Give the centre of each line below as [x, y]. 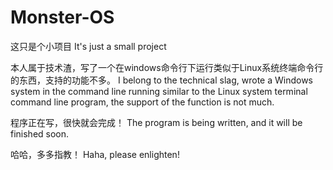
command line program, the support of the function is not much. [142, 102]
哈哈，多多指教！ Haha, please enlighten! [95, 154]
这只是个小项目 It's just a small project [88, 46]
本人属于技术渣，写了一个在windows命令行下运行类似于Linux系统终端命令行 [167, 67]
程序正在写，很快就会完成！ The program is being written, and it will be [156, 122]
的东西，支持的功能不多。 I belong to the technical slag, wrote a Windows [161, 80]
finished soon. [40, 133]
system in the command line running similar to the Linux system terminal [159, 91]
